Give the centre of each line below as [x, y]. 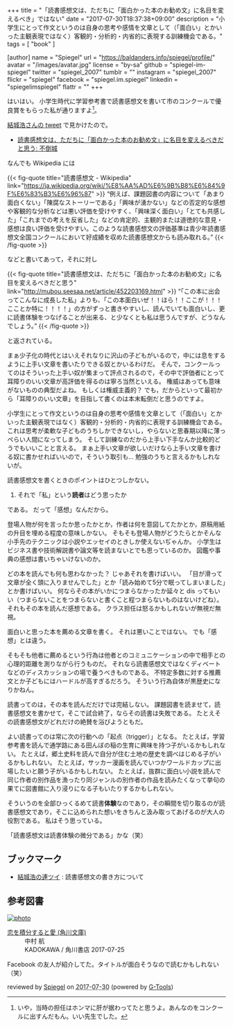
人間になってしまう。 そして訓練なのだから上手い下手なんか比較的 [120, 439]
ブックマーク [35, 859]
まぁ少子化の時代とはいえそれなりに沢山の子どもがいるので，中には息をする [116, 355]
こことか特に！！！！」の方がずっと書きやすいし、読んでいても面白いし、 [113, 308]
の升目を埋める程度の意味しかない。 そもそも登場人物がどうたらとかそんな [114, 533]
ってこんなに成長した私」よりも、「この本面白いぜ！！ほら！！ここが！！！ [115, 299]
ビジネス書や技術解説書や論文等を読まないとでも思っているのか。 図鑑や [111, 550]
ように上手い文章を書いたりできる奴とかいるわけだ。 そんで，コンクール [111, 364]
